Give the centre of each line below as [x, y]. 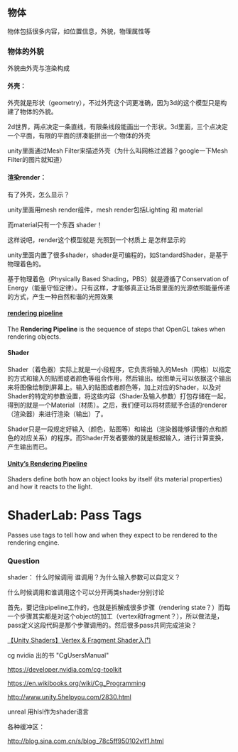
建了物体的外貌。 [32, 111]
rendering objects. [34, 337]
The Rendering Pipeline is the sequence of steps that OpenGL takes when [117, 329]
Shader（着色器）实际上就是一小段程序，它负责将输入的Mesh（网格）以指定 [119, 369]
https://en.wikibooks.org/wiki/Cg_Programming [76, 683]
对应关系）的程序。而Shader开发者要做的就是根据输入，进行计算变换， [124, 437]
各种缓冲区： [26, 727]
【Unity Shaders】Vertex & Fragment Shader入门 [79, 641]
